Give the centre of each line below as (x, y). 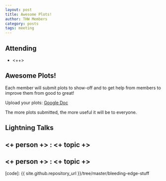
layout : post (19, 10)
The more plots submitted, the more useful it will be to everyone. (71, 112)
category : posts (22, 24)
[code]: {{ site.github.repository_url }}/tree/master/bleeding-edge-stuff (77, 174)
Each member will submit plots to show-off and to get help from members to (83, 88)
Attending (21, 48)
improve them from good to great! (40, 93)
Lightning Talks (29, 128)
